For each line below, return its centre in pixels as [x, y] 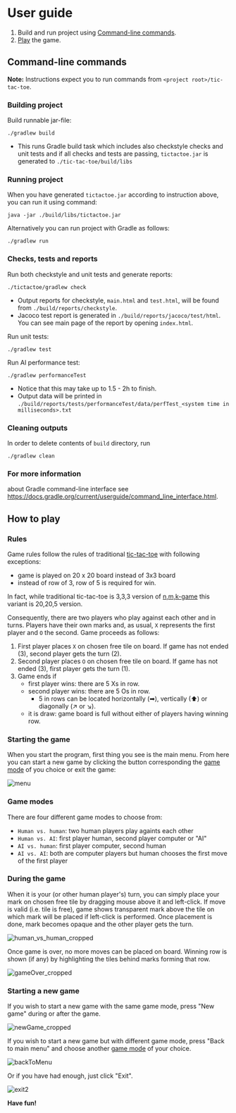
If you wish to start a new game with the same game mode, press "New [111, 1007]
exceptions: [24, 561]
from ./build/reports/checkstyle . [67, 307]
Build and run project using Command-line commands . [97, 32]
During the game [36, 879]
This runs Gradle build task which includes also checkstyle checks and [120, 147]
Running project [35, 179]
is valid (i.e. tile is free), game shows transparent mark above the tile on [111, 909]
